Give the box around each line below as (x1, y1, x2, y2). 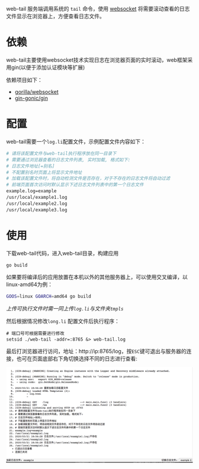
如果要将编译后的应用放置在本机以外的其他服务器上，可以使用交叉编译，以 (6, 274, 188, 281)
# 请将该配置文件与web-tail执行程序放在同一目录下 (6, 150, 117, 156)
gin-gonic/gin (14, 94, 49, 102)
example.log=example (6, 188, 57, 194)
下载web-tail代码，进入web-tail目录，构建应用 (6, 249, 119, 256)
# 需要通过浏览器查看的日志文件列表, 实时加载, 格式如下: (6, 157, 131, 163)
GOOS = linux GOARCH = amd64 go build (6, 293, 92, 300)
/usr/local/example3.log (6, 207, 68, 213)
